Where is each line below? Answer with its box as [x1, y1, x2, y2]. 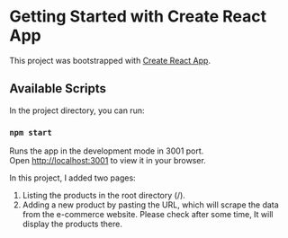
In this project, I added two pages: [9, 172, 137, 183]
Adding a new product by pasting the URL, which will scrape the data [22, 199, 279, 210]
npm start [9, 128, 52, 137]
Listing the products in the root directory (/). [22, 190, 186, 201]
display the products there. [22, 218, 123, 230]
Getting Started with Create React [9, 6, 267, 27]
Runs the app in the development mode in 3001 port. [9, 145, 204, 156]
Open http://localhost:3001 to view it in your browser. [9, 155, 207, 166]
